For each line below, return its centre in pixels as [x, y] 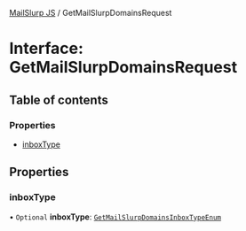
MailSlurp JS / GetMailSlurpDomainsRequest [91, 13]
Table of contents [59, 100]
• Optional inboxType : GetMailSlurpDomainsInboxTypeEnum [115, 217]
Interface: [47, 49]
